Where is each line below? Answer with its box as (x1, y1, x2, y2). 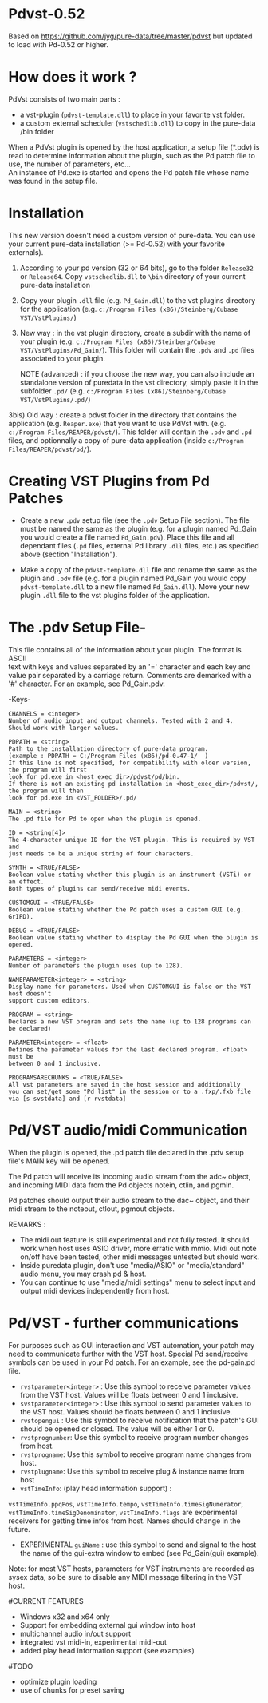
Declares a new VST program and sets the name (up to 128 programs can (8, 1017, 251, 1026)
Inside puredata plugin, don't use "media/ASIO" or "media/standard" (19, 1260, 245, 1270)
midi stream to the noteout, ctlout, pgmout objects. (8, 1204, 175, 1214)
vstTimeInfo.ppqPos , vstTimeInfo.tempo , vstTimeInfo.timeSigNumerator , (8, 1498, 244, 1508)
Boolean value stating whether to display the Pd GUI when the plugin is (8, 933, 259, 942)
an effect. (8, 877, 45, 886)
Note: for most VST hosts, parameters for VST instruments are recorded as (8, 1564, 254, 1573)
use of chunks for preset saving (19, 1685, 125, 1695)
